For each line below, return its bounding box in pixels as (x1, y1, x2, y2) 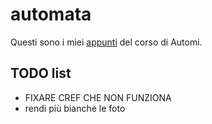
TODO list (10, 65, 72, 82)
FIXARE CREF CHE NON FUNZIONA (24, 91, 172, 103)
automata (10, 3, 92, 26)
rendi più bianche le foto (24, 102, 126, 114)
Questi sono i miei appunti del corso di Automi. (10, 36, 203, 48)
